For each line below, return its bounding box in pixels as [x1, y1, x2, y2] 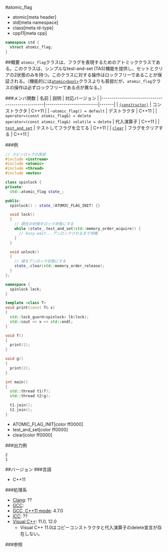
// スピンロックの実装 [5, 152, 46, 157]
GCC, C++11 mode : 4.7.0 [12, 508, 64, 514]
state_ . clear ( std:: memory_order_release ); [14, 264, 105, 269]
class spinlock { [5, 180, 42, 185]
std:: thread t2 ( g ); [10, 393, 51, 398]
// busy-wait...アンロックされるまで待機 [18, 231, 98, 236]
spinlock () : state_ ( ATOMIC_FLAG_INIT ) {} [10, 203, 100, 208]
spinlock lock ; [10, 286, 42, 292]
